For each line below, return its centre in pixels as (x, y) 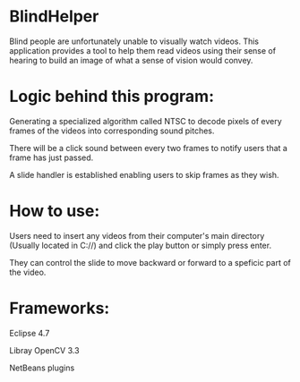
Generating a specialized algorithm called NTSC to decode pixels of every (146, 121)
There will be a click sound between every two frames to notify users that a (149, 148)
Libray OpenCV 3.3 (44, 350)
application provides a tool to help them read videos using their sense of (142, 50)
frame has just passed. (51, 157)
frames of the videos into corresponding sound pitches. (112, 131)
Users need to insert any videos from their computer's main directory (137, 235)
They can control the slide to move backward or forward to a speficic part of (150, 262)
